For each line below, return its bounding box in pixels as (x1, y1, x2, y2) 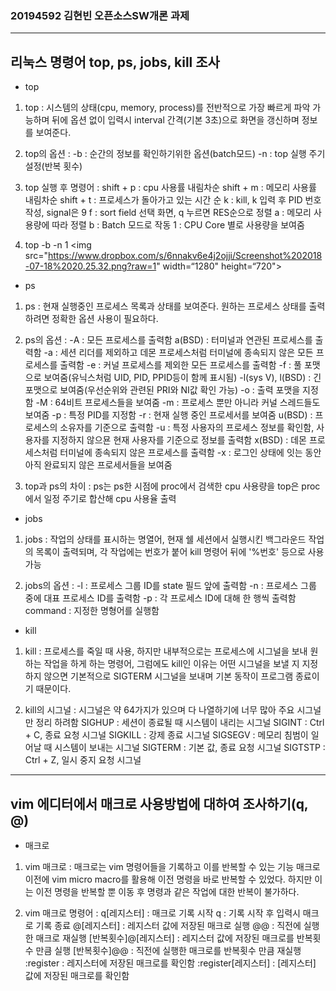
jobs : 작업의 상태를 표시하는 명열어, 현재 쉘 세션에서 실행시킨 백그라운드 (24, 533, 307, 546)
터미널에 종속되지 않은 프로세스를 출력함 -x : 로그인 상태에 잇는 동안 (59, 447, 322, 459)
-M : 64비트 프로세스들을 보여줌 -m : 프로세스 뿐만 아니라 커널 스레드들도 (35, 397, 321, 409)
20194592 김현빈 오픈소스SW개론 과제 (10, 8, 190, 22)
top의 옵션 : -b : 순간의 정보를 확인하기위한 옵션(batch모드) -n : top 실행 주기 (24, 148, 326, 160)
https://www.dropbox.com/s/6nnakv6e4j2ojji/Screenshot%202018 (48, 250, 323, 262)
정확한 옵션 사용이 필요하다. (51, 313, 159, 325)
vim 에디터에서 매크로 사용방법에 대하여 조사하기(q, (10, 795, 309, 812)
